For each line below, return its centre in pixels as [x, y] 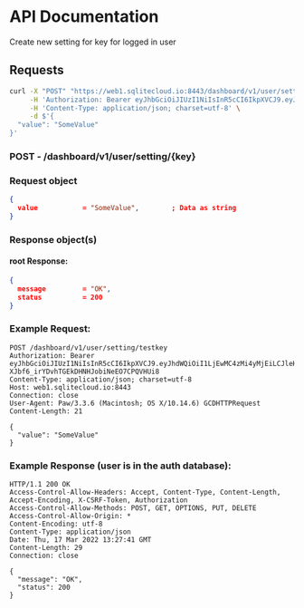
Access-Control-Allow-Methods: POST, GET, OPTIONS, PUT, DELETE [133, 508]
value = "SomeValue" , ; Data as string [127, 208]
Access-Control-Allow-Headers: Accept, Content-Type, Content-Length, [145, 492]
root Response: [39, 261]
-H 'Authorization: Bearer [80, 100]
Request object [43, 180]
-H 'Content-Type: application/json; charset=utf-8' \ [135, 108]
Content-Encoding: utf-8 [56, 524]
